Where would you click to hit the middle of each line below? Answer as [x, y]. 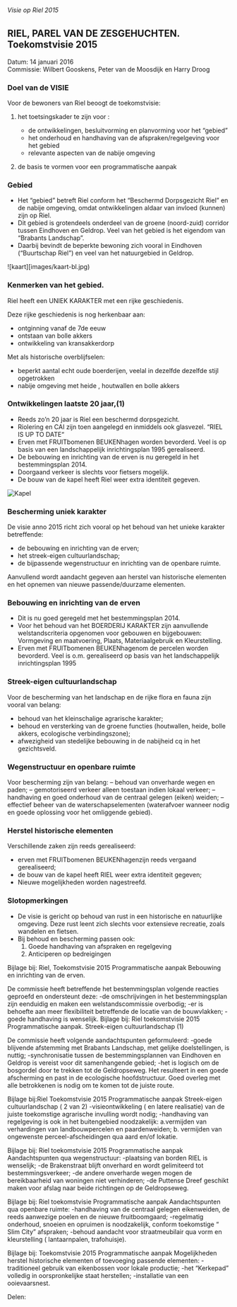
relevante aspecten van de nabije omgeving [91, 153]
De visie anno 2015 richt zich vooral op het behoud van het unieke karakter [116, 527]
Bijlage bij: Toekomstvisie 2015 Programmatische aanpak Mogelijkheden [112, 1252]
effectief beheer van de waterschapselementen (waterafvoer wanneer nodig [119, 805]
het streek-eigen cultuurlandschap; [69, 556]
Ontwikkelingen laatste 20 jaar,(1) [66, 404]
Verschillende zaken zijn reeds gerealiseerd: [72, 846]
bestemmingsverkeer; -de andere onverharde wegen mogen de [100, 1172]
